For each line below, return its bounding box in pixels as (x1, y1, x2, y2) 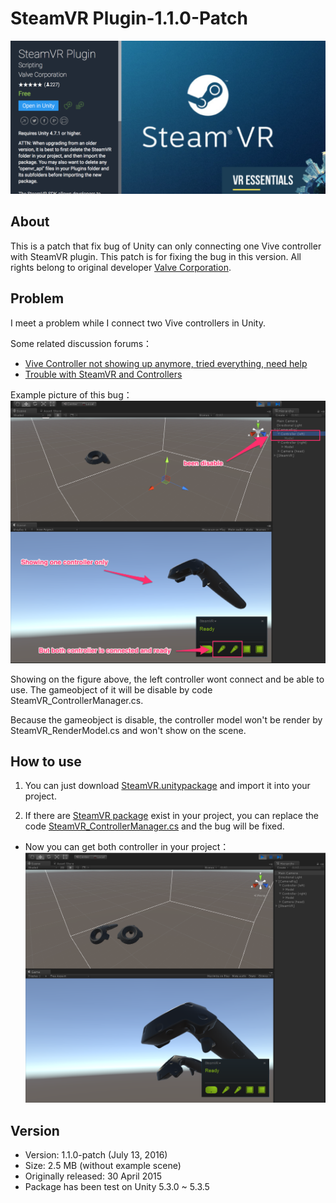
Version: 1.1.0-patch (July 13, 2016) (24, 1149, 168, 1161)
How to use (10, 753, 82, 770)
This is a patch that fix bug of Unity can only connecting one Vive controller (10, 240, 322, 252)
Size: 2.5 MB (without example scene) (24, 1160, 182, 1172)
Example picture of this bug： (10, 388, 133, 401)
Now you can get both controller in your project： (24, 841, 230, 853)
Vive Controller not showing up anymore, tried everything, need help (24, 357, 308, 369)
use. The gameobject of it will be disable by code (10, 683, 213, 696)
